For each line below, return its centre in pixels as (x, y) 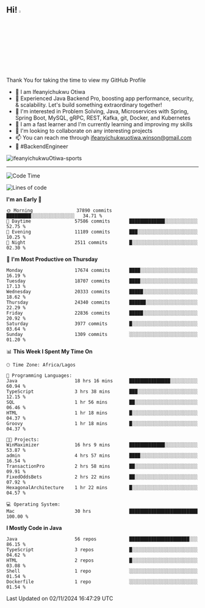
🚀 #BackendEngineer (41, 146)
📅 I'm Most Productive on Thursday (52, 259)
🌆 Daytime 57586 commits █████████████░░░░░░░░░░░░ (102, 221)
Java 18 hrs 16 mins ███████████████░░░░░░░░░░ (102, 381)
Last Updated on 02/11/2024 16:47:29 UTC (60, 598)
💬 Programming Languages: (39, 375)
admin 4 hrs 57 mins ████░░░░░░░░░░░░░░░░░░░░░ (102, 456)
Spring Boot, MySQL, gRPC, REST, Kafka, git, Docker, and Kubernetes (103, 118)
